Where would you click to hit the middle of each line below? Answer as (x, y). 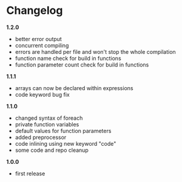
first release (30, 174)
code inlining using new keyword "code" (66, 143)
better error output (38, 39)
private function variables (47, 124)
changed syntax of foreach (49, 118)
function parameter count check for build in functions (82, 65)
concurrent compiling (42, 45)
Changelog (35, 11)
